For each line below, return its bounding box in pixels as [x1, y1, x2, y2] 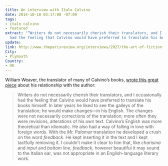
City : [5, 49, 16, 54]
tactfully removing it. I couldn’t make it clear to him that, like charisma [17, 139, 161, 145]
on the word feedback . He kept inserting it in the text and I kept [17, 134, 148, 140]
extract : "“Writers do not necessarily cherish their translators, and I [5, 30, 162, 35]
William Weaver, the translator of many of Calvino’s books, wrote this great [5, 77, 159, 83]
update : [5, 40, 21, 45]
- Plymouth [5, 53, 28, 59]
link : [5, 44, 16, 49]
